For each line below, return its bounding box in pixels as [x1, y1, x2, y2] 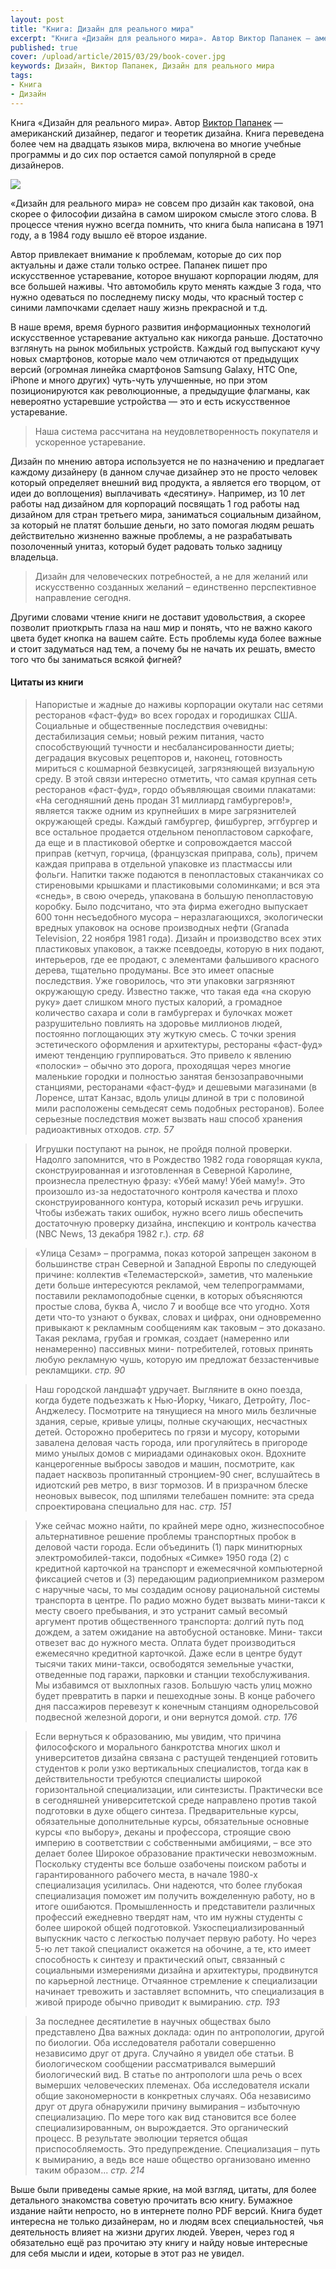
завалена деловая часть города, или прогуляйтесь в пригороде [34, 1436, 308, 1448]
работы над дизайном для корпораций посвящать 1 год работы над [10, 497, 300, 510]
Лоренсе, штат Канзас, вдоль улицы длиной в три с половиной [34, 1091, 305, 1103]
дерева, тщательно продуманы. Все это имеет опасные [34, 964, 275, 976]
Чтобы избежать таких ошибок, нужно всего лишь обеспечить [34, 1206, 304, 1218]
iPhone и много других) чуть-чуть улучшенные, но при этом [10, 374, 268, 386]
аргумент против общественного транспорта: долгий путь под [34, 1615, 304, 1627]
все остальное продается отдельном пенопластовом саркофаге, [34, 826, 314, 838]
